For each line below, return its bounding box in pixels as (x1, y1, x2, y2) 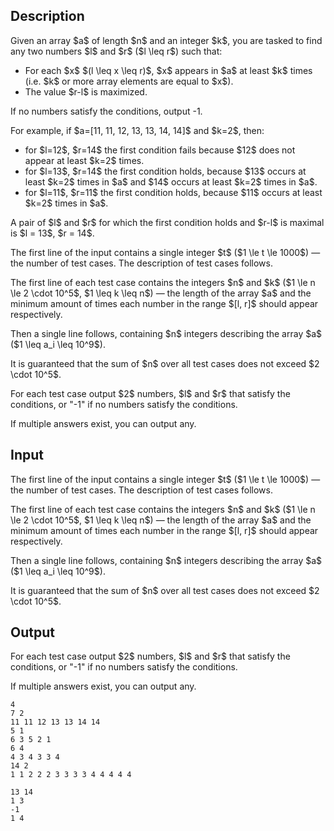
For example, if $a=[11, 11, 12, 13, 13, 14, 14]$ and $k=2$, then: (10, 124, 265, 136)
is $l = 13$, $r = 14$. (10, 227, 95, 239)
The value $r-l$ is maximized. (24, 85, 148, 98)
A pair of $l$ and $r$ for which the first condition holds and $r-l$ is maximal (10, 216, 325, 228)
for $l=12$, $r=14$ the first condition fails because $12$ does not (24, 144, 296, 156)
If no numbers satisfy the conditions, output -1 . (10, 105, 203, 117)
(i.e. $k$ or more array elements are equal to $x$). (24, 75, 234, 87)
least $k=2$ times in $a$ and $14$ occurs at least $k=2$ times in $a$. (24, 175, 318, 188)
